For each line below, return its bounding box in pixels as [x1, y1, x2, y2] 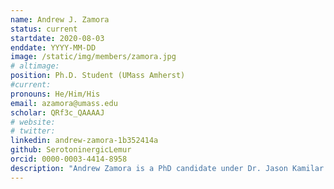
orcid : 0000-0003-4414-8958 [10, 154, 128, 164]
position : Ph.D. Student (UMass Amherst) [10, 71, 186, 81]
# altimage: [10, 61, 60, 71]
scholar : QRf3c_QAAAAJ [10, 107, 105, 118]
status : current [10, 24, 78, 34]
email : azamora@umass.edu [10, 98, 118, 108]
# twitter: [10, 126, 56, 136]
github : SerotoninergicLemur [10, 145, 132, 155]
